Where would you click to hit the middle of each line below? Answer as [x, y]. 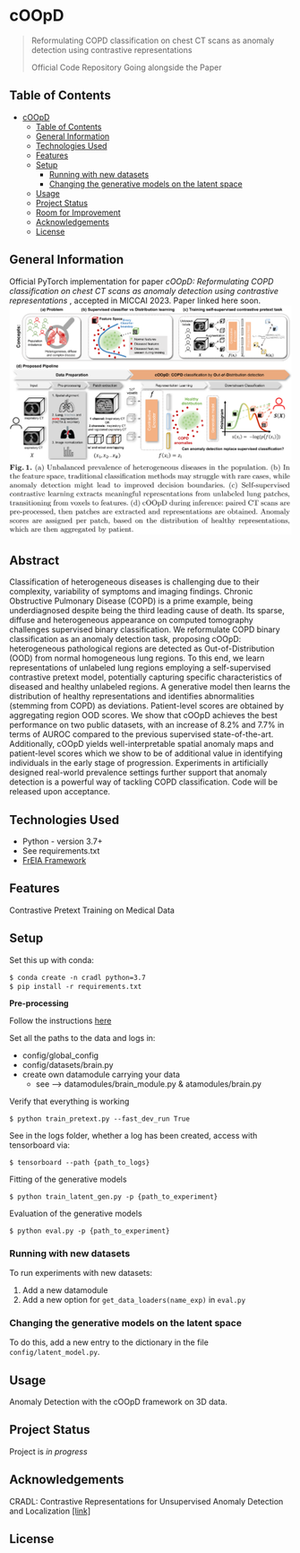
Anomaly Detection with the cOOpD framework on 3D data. [119, 1401]
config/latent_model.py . [55, 1352]
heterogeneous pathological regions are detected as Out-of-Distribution [142, 649]
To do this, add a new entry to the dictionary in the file [109, 1342]
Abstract [34, 560]
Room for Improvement [78, 213]
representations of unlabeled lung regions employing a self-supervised [140, 668]
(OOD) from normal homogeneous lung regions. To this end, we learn [137, 658]
